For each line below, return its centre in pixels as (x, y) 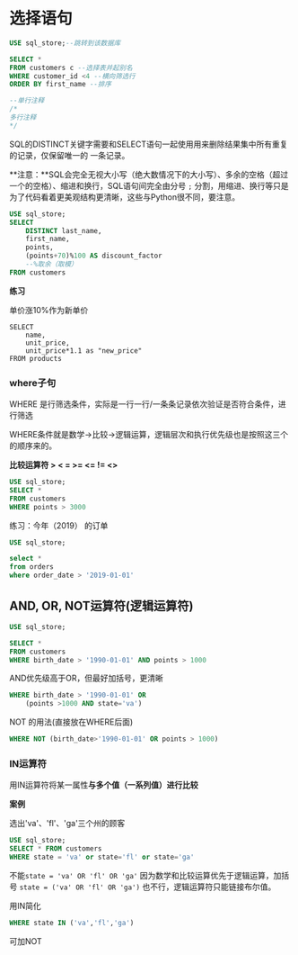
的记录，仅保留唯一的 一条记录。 (70, 155)
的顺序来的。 (33, 446)
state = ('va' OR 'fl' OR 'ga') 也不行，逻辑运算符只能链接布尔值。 (148, 887)
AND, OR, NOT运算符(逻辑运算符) (101, 605)
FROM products (36, 358)
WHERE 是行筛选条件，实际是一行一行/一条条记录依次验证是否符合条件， (144, 404)
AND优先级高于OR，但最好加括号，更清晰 (87, 678)
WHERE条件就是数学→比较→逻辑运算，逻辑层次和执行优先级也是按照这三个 (149, 435)
